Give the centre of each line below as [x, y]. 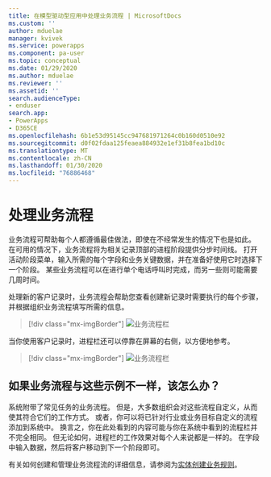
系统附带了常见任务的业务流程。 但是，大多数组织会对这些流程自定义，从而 [133, 407]
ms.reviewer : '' [35, 83]
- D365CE [23, 128]
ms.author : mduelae [41, 76]
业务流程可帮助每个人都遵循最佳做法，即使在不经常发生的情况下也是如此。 [132, 239]
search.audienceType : [45, 98]
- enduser [25, 106]
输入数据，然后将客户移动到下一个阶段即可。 [89, 447]
